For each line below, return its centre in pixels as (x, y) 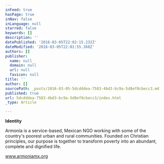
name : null (21, 61)
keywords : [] (19, 33)
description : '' (22, 38)
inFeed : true (19, 10)
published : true (22, 93)
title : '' (15, 79)
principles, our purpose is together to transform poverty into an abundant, (81, 141)
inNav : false (19, 19)
